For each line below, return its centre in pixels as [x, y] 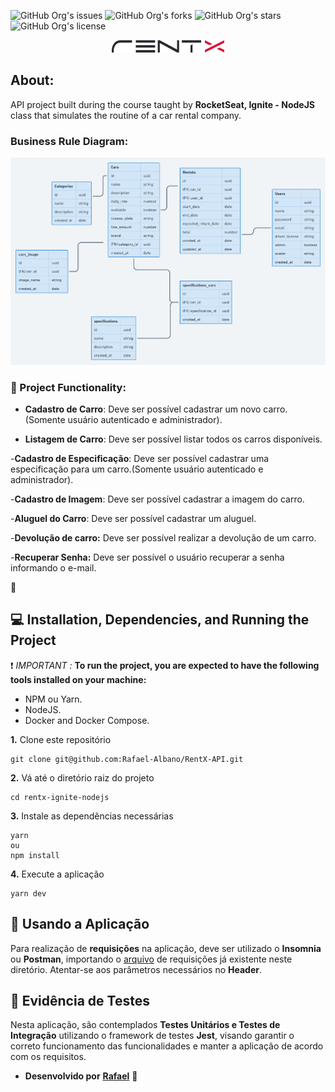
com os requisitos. [48, 1057]
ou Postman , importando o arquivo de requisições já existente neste [151, 959]
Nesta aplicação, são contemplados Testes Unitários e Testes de [145, 1025]
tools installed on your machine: [78, 679]
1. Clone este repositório [61, 739]
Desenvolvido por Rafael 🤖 [81, 1076]
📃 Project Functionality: [68, 387]
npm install [35, 855]
